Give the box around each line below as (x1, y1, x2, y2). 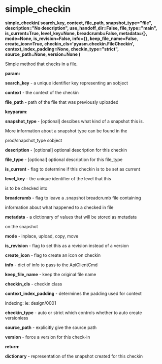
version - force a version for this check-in (5, 334, 90, 340)
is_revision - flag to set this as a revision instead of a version (5, 243, 129, 248)
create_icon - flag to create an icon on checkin (5, 252, 101, 258)
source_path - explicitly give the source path (5, 324, 97, 330)
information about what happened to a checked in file (5, 204, 114, 210)
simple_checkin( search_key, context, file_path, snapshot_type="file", (5, 20, 153, 26)
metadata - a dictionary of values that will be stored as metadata (5, 214, 137, 220)
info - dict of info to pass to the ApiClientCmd (5, 262, 97, 268)
